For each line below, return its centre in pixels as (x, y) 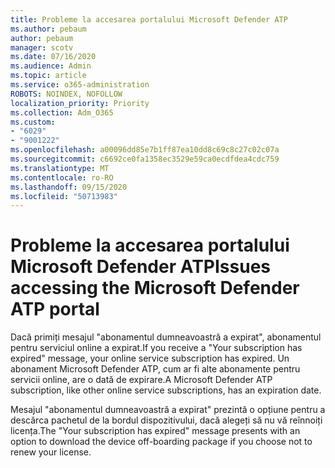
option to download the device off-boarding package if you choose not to (161, 442)
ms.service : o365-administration (80, 85)
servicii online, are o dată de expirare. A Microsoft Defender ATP (141, 380)
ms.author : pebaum (48, 29)
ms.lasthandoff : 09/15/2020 (69, 187)
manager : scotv (42, 47)
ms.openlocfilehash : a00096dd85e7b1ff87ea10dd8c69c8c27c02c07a (145, 150)
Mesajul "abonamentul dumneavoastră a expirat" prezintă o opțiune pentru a (168, 410)
